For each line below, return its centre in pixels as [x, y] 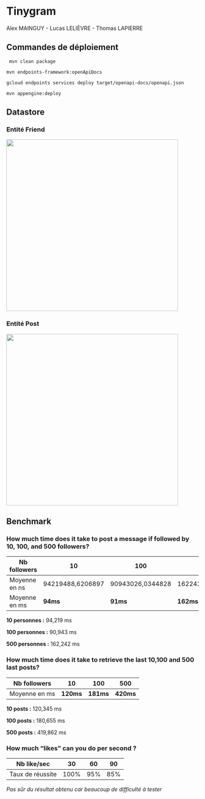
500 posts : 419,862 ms [36, 732]
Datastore [26, 112]
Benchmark [29, 522]
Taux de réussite [33, 775]
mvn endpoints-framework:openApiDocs [54, 72]
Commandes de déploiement [63, 47]
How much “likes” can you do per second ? [71, 748]
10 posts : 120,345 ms [34, 709]
